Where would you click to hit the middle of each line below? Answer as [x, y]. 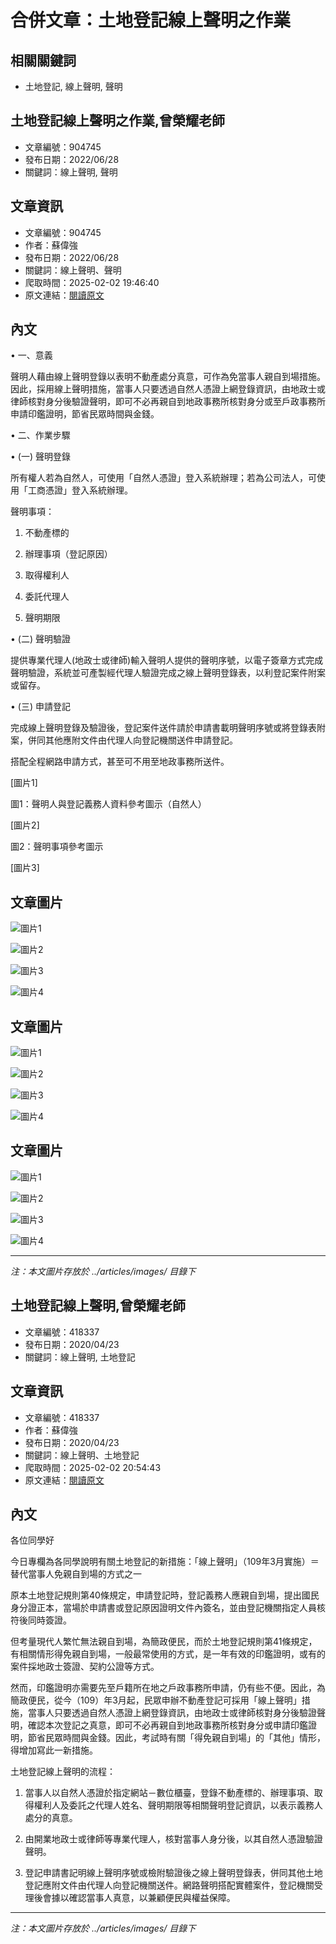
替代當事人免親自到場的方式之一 [76, 1574]
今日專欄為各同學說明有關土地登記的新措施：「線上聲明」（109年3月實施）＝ [165, 1562]
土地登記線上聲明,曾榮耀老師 [98, 1306]
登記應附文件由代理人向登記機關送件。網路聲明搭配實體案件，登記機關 [169, 1885]
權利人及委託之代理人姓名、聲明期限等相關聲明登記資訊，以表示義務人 [178, 1805]
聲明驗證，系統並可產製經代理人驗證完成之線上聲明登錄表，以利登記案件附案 [168, 673]
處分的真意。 [51, 1818]
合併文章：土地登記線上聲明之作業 [151, 20]
